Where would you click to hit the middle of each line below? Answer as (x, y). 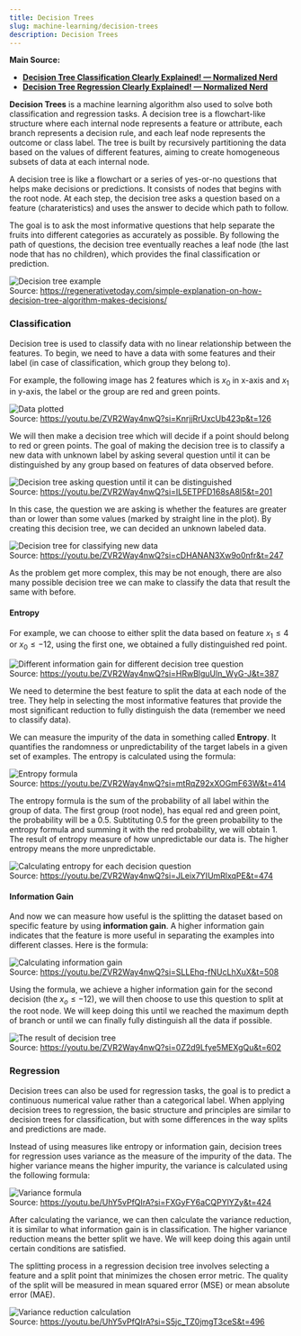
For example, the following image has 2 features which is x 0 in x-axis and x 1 (149, 381)
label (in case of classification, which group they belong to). (120, 362)
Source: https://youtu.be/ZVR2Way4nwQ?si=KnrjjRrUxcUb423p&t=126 (141, 419)
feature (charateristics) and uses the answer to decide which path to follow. (149, 208)
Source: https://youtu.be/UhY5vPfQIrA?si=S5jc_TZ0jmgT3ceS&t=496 (137, 1322)
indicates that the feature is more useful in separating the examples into (142, 936)
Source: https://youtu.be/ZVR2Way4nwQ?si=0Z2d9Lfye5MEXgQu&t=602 (145, 1048)
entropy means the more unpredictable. (83, 849)
